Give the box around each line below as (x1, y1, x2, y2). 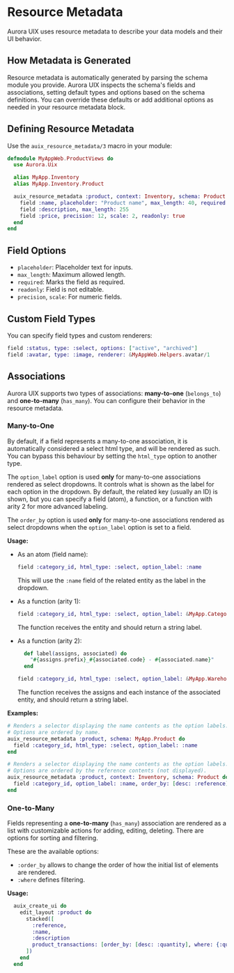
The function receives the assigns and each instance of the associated (17, 688, 221, 697)
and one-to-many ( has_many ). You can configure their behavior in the (7, 396, 205, 404)
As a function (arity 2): (17, 636, 82, 644)
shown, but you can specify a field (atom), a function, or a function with (7, 495, 212, 503)
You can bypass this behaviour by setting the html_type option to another (7, 452, 217, 460)
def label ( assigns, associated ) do (24, 650, 127, 657)
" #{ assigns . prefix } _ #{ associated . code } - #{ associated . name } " (30, 656, 214, 663)
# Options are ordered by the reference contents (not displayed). (7, 767, 208, 775)
